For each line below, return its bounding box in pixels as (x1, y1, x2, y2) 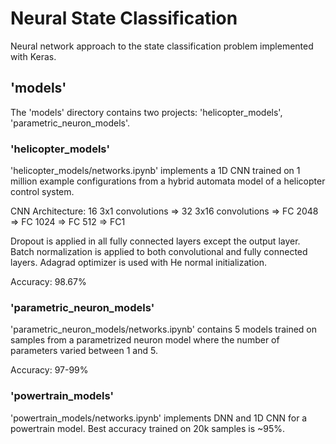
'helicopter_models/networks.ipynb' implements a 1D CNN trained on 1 (10, 165, 301, 177)
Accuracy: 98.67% (10, 276, 87, 288)
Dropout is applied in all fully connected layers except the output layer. (10, 235, 301, 247)
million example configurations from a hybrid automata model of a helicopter (10, 175, 326, 187)
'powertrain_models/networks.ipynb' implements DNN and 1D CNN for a (10, 412, 308, 424)
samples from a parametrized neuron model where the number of (10, 334, 280, 346)
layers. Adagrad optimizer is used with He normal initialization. (10, 257, 267, 269)
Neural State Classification (10, 7, 238, 30)
